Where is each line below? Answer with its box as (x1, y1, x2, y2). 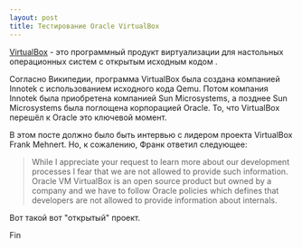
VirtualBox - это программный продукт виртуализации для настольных (9, 46, 284, 57)
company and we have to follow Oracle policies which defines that (31, 185, 279, 196)
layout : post (9, 13, 59, 23)
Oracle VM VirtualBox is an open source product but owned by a (31, 175, 272, 186)
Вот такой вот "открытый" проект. (9, 212, 141, 223)
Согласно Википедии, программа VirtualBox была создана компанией (9, 73, 280, 84)
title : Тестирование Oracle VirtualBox (9, 22, 160, 31)
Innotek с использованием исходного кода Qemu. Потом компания (9, 83, 269, 94)
